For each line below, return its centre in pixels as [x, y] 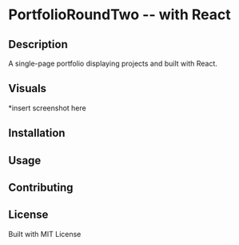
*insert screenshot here [47, 108]
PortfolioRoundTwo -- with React [119, 15]
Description [38, 44]
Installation [37, 133]
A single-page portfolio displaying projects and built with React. [113, 63]
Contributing [41, 187]
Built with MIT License [45, 234]
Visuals [27, 88]
